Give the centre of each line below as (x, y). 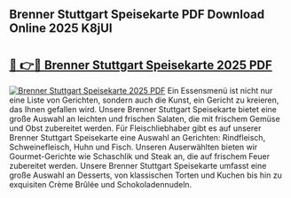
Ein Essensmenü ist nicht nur (220, 91)
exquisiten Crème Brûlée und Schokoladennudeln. (101, 184)
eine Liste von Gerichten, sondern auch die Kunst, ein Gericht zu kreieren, (144, 100)
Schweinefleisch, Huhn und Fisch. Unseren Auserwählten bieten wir (134, 147)
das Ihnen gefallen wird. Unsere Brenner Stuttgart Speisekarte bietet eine (143, 109)
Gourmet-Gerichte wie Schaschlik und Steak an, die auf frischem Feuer (140, 156)
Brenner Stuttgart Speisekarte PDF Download (137, 15)
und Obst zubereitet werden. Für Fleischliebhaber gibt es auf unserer (135, 128)
